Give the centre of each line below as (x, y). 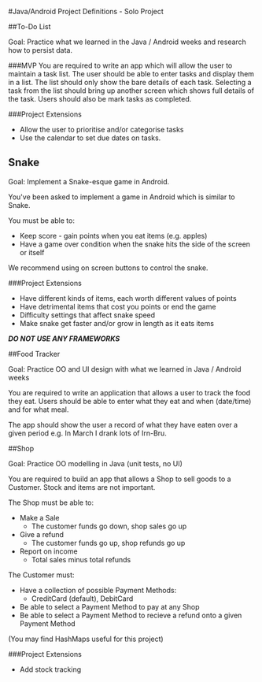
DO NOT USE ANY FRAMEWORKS (64, 339)
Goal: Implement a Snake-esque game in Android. (89, 181)
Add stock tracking (50, 669)
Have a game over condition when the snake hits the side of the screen (135, 244)
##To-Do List (30, 26)
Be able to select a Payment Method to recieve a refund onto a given (131, 615)
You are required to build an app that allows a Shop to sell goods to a (120, 479)
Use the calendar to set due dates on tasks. (90, 138)
